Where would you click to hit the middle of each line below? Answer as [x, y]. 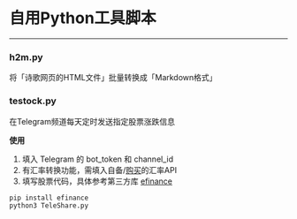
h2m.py [26, 57]
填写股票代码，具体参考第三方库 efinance [97, 181]
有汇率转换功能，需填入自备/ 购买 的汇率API [99, 170]
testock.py [33, 101]
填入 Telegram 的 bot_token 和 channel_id [98, 159]
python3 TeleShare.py [49, 205]
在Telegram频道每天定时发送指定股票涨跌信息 [92, 121]
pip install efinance [49, 198]
